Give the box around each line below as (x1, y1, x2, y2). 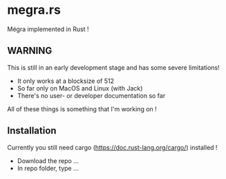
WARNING (7, 45, 53, 57)
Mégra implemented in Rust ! (7, 25, 89, 33)
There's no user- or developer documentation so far (17, 91, 166, 100)
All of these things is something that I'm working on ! (7, 104, 157, 113)
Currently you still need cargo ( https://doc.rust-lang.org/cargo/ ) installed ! (7, 143, 218, 151)
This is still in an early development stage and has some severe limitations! (7, 63, 220, 71)
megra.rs (7, 2, 61, 18)
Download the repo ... (17, 156, 79, 164)
